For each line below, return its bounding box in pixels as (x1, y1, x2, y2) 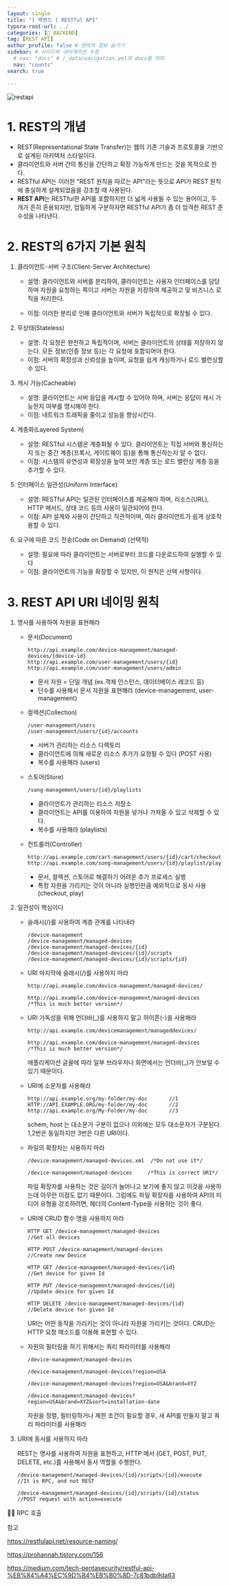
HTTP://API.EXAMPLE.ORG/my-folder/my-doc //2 (27, 1102, 179, 1109)
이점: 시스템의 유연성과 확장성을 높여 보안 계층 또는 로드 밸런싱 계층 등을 (27, 457, 220, 466)
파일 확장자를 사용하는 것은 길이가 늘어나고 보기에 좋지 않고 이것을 (27, 1182, 204, 1191)
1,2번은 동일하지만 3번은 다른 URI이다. (27, 1129, 130, 1137)
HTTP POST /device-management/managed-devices (27, 1246, 163, 1253)
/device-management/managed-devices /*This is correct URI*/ (27, 1169, 218, 1177)
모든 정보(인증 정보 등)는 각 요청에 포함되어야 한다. (42, 347, 176, 356)
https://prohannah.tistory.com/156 (7, 1551, 104, 1559)
